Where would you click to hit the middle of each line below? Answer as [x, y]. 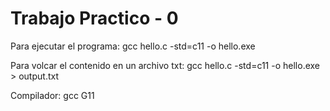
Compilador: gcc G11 [52, 95]
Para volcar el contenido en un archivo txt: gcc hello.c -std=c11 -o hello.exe [165, 65]
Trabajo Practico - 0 [94, 18]
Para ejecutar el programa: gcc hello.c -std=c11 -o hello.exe [133, 46]
